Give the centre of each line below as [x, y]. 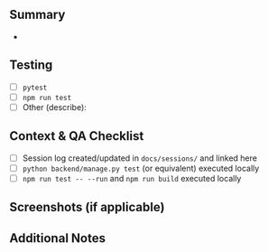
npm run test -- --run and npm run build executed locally [132, 178]
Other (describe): [55, 107]
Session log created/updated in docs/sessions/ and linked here [139, 158]
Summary [37, 15]
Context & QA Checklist [77, 136]
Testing [31, 65]
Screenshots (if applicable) [87, 207]
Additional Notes [58, 238]
